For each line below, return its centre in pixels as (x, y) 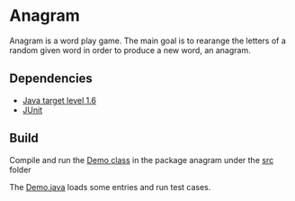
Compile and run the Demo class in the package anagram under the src (142, 160)
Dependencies (51, 79)
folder (20, 169)
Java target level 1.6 (59, 100)
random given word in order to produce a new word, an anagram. (130, 50)
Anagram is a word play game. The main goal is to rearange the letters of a (147, 41)
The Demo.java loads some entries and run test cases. (110, 187)
